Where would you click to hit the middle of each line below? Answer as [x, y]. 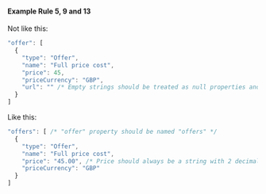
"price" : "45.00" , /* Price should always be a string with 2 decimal [141, 161]
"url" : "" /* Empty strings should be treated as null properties [134, 87]
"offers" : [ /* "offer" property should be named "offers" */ [112, 132]
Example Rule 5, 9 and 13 [49, 11]
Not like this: [28, 29]
